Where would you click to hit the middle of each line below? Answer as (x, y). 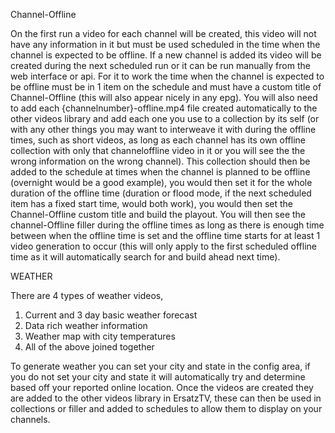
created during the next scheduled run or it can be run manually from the (160, 65)
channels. (30, 419)
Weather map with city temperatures (100, 336)
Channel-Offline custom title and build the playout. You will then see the (158, 214)
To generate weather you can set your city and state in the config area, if (160, 366)
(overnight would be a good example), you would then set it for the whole (161, 182)
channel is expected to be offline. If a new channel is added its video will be (166, 55)
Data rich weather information (86, 325)
